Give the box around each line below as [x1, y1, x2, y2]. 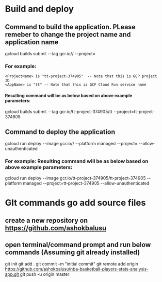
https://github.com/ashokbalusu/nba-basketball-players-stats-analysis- [5, 266, 149, 272]
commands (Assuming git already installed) [5, 248, 140, 256]
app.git [5, 271, 19, 277]
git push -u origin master [20, 271, 69, 277]
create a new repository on [5, 216, 88, 225]
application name [5, 38, 59, 46]
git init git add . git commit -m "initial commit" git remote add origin [5, 261, 138, 266]
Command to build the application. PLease [5, 23, 136, 31]
